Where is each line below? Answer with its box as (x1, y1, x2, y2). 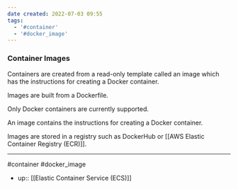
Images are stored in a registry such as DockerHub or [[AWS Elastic (7, 132, 205, 140)
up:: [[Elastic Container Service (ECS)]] (17, 173, 132, 182)
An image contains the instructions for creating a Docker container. (7, 118, 203, 127)
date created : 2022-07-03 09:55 (7, 10, 103, 18)
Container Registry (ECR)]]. (7, 139, 87, 148)
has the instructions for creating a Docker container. (7, 77, 159, 86)
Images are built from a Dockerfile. (7, 91, 108, 99)
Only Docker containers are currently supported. (7, 104, 149, 113)
